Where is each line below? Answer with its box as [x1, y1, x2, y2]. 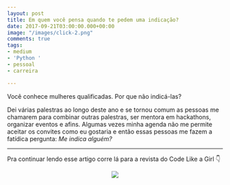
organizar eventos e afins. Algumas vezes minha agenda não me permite [7, 120, 213, 128]
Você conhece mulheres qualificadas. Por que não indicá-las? [7, 92, 182, 100]
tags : [7, 42, 23, 49]
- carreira [7, 67, 38, 74]
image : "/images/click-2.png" [7, 29, 94, 36]
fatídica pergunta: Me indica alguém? [7, 134, 113, 143]
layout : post [7, 10, 44, 17]
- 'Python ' [7, 55, 41, 62]
